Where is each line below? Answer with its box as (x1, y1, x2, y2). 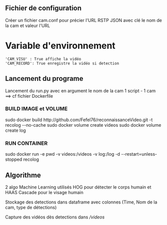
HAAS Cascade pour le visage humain (5, 189, 84, 195)
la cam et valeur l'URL (5, 22, 50, 28)
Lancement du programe (5, 74, 84, 83)
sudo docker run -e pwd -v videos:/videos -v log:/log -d (5, 151, 121, 157)
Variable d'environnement (5, 40, 116, 51)
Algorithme (5, 171, 41, 179)
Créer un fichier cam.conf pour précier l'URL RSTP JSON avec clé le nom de (5, 17, 162, 23)
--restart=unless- (121, 151, 158, 157)
